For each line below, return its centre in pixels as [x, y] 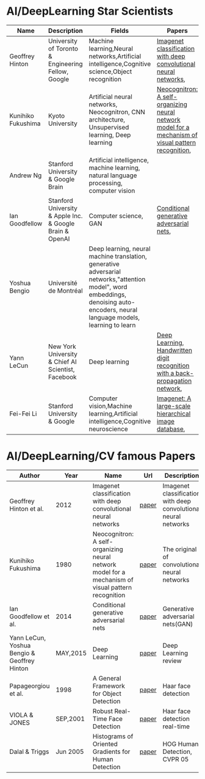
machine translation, [118, 256]
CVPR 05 [176, 759]
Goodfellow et [30, 616]
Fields [120, 31]
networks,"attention [117, 279]
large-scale [174, 406]
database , [171, 429]
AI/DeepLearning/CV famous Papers [101, 456]
